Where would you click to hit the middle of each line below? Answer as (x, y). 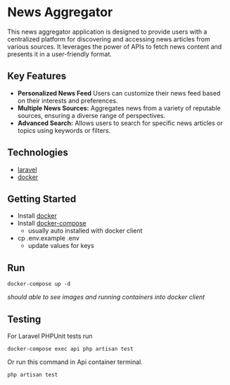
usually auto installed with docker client (85, 231)
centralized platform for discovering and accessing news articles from (109, 39)
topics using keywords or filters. (64, 130)
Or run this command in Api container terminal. (75, 362)
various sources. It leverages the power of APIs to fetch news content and (115, 46)
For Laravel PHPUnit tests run (50, 336)
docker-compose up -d (39, 284)
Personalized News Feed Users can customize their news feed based (119, 93)
